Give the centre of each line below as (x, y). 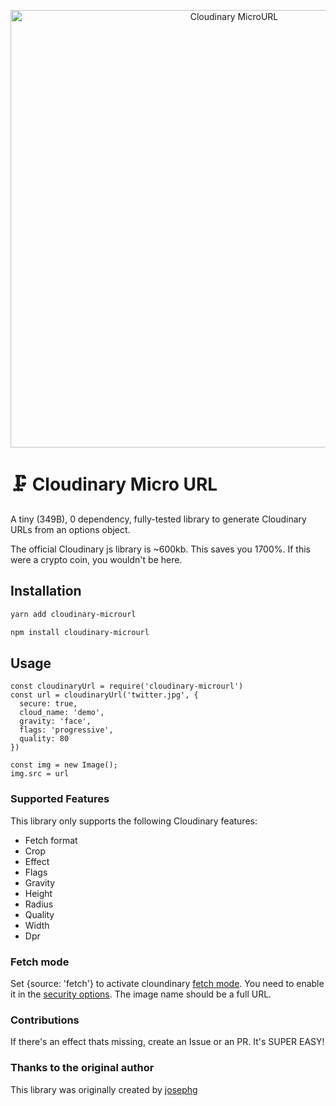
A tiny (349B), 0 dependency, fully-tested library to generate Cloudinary (158, 519)
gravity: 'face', (55, 721)
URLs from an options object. (70, 529)
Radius (39, 904)
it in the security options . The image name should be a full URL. (141, 994)
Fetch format (51, 840)
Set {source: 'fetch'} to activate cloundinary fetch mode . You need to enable (167, 983)
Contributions (45, 1020)
